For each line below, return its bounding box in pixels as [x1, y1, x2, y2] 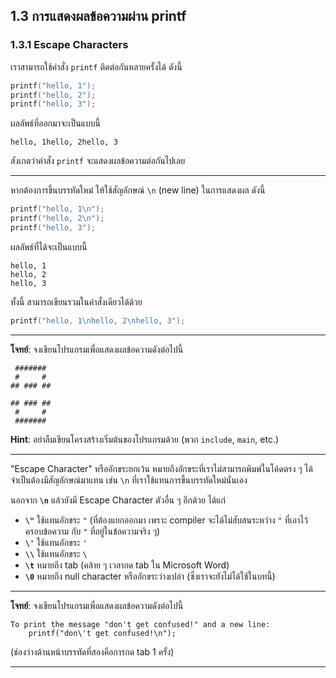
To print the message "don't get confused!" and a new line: [10, 619, 271, 629]
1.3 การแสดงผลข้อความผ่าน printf [10, 8, 187, 25]
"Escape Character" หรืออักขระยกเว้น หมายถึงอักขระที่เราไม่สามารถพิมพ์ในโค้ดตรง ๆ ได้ [10, 462, 313, 474]
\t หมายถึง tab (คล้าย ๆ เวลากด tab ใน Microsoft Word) [24, 559, 230, 571]
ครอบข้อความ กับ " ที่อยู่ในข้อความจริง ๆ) [24, 525, 161, 537]
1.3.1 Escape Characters [10, 38, 129, 52]
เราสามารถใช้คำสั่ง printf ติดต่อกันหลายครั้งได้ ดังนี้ [10, 60, 183, 73]
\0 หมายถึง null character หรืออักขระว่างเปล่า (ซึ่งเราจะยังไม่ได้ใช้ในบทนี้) [24, 570, 276, 582]
